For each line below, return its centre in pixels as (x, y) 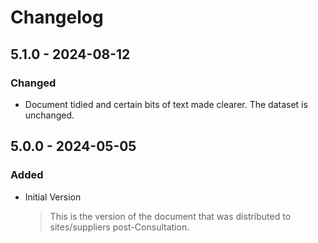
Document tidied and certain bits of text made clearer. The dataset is (166, 104)
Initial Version (53, 197)
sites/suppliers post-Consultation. (119, 227)
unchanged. (49, 115)
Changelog (57, 17)
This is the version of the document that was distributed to (170, 216)
